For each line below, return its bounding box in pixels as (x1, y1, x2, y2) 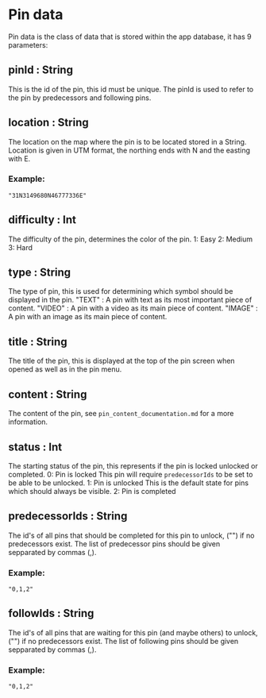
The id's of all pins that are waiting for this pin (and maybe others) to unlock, (8, 627, 258, 637)
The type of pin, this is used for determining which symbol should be (8, 287, 233, 296)
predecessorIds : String (8, 510, 128, 523)
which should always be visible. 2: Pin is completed (8, 486, 176, 496)
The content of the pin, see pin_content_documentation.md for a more (8, 409, 234, 418)
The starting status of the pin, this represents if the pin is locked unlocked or (8, 461, 258, 470)
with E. (8, 153, 31, 164)
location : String (8, 116, 89, 129)
